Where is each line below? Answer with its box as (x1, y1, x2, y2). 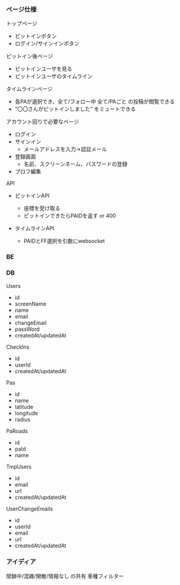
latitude (14, 403, 34, 410)
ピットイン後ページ (6, 52, 53, 60)
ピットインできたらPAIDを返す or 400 (23, 212, 116, 220)
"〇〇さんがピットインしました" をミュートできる (14, 105, 136, 112)
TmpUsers (6, 463, 31, 470)
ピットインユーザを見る (14, 65, 72, 73)
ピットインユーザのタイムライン (14, 73, 93, 80)
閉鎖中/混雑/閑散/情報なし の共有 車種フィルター (6, 573, 124, 580)
